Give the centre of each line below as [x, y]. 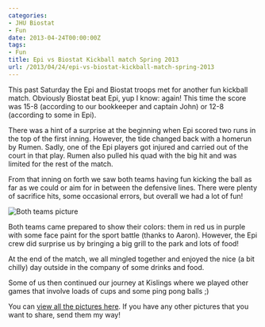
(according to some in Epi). [52, 115]
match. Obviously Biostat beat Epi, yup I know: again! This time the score [127, 98]
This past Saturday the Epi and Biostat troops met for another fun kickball [128, 89]
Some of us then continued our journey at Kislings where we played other [129, 283]
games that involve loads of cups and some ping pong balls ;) [109, 291]
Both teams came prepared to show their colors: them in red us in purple [127, 226]
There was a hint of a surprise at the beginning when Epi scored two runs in [132, 130]
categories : [28, 15]
